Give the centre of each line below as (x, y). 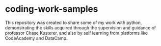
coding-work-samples (52, 9)
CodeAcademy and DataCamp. (36, 38)
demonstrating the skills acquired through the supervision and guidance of (80, 27)
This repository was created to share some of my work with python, (74, 23)
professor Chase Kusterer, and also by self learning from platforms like (77, 33)
